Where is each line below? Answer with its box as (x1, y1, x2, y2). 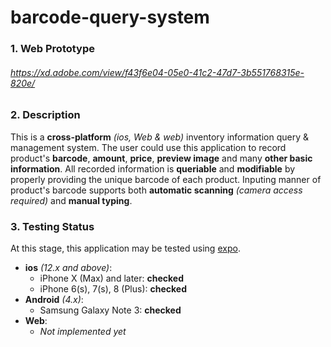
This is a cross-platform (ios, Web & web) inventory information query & (10, 131, 309, 143)
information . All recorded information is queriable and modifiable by (10, 162, 296, 175)
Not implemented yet (39, 325, 127, 337)
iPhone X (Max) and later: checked (39, 272, 185, 284)
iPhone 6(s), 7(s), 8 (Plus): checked (39, 282, 188, 295)
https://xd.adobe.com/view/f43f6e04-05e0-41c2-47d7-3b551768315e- (10, 66, 305, 78)
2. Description (10, 108, 81, 122)
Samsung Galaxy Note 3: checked (39, 304, 182, 316)
